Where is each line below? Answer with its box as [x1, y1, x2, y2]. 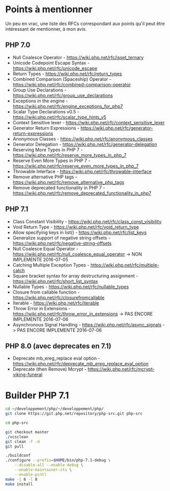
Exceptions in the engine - [12, 98, 68, 104]
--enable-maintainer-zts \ [14, 467, 72, 473]
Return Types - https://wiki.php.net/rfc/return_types [12, 71, 123, 77]
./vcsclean [5, 434, 29, 439]
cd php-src [5, 420, 29, 426]
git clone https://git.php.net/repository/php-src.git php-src [5, 411, 143, 416]
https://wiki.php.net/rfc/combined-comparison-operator [12, 81, 131, 87]
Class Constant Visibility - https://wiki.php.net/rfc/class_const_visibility [12, 218, 162, 224]
